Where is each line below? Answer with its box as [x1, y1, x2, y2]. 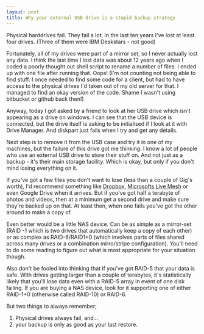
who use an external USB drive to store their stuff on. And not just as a [6, 151, 183, 159]
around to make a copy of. [6, 208, 72, 216]
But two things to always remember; [6, 302, 97, 310]
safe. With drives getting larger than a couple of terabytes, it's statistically [6, 271, 192, 278]
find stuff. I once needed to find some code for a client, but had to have [6, 76, 185, 83]
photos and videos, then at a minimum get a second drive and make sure [6, 195, 189, 203]
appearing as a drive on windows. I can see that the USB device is [6, 114, 172, 121]
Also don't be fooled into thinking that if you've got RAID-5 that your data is [6, 264, 195, 272]
